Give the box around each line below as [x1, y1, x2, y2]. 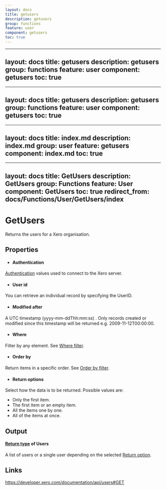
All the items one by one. [12, 407, 63, 413]
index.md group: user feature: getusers [5, 142, 129, 150]
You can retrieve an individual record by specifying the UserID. [5, 293, 133, 298]
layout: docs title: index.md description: [5, 134, 131, 142]
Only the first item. [12, 397, 50, 403]
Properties [5, 245, 39, 254]
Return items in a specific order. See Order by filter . [5, 365, 110, 371]
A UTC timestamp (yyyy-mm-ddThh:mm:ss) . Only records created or [5, 315, 147, 321]
